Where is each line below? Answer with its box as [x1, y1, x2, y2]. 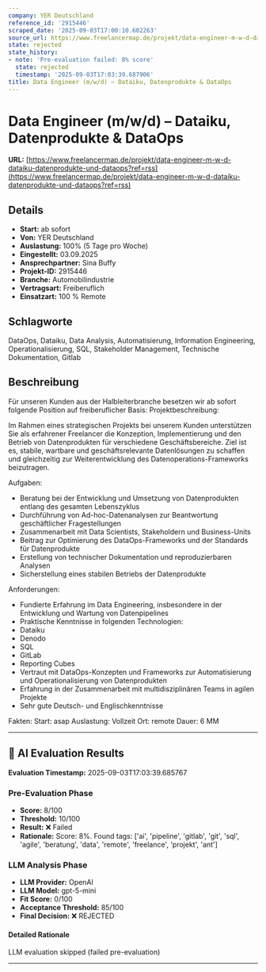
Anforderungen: [8, 584, 60, 594]
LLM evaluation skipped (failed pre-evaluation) [8, 947, 161, 957]
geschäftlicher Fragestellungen [19, 519, 121, 528]
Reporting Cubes [19, 659, 75, 668]
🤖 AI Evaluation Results [8, 747, 125, 760]
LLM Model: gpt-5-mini [19, 886, 97, 896]
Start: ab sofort [19, 224, 71, 234]
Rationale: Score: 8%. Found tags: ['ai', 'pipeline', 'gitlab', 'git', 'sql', [19, 831, 240, 840]
